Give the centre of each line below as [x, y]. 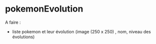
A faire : [13, 22]
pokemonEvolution [44, 9]
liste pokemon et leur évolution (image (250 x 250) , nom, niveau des [81, 31]
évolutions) [23, 37]
